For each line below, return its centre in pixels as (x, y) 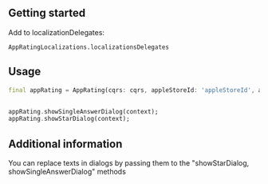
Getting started (47, 13)
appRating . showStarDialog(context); (69, 119)
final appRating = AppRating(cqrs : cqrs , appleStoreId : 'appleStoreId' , (132, 90)
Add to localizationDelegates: (57, 32)
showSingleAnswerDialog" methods (67, 172)
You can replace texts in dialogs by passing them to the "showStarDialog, (129, 163)
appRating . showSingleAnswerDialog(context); (83, 111)
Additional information (65, 144)
